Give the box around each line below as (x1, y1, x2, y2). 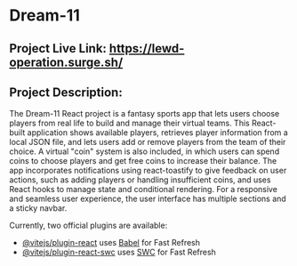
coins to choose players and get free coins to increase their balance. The (9, 156, 277, 166)
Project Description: (9, 85, 123, 100)
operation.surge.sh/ (9, 54, 124, 69)
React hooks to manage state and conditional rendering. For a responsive (9, 184, 278, 195)
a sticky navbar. (9, 203, 68, 214)
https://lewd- (108, 41, 185, 56)
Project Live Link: (9, 41, 107, 56)
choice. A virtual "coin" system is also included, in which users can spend (9, 146, 280, 157)
